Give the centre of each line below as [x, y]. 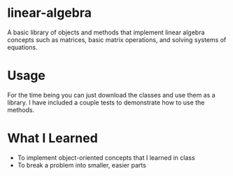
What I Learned [52, 138]
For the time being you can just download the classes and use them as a [111, 95]
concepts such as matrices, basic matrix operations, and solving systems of [117, 39]
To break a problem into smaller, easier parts [82, 165]
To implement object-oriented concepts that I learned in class [106, 157]
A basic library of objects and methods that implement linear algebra [106, 32]
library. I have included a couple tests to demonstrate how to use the [106, 102]
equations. [22, 47]
